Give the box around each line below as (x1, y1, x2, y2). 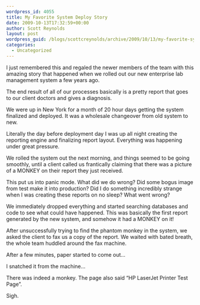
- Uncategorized (11, 48, 52, 54)
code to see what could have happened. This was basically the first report (6, 209, 188, 216)
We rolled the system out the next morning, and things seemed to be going (6, 154, 190, 161)
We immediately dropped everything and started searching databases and (6, 203, 189, 210)
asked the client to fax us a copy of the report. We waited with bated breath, (6, 233, 193, 240)
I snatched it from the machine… (6, 263, 86, 270)
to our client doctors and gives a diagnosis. (6, 94, 112, 101)
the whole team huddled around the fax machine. (6, 239, 127, 247)
